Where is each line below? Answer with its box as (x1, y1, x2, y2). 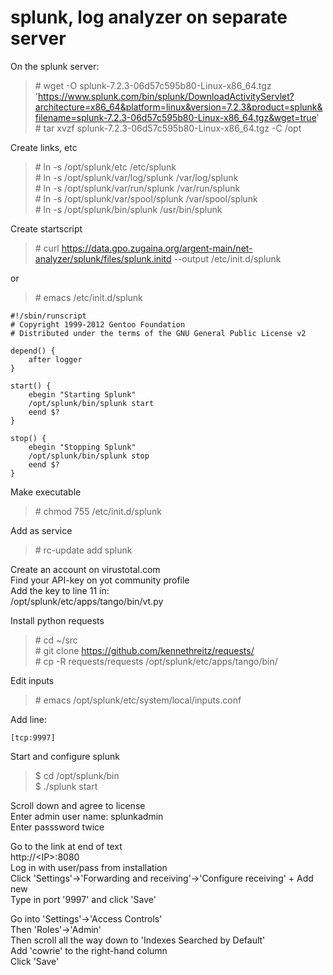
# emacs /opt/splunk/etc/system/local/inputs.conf (34, 694, 242, 706)
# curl (34, 242, 60, 254)
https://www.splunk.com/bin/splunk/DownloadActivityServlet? (38, 90, 295, 102)
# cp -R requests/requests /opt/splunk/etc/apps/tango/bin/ (34, 655, 278, 667)
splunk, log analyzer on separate (10, 6, 288, 29)
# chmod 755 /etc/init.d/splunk (34, 505, 162, 517)
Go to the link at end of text (10, 840, 123, 852)
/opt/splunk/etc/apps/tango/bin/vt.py (10, 595, 164, 607)
